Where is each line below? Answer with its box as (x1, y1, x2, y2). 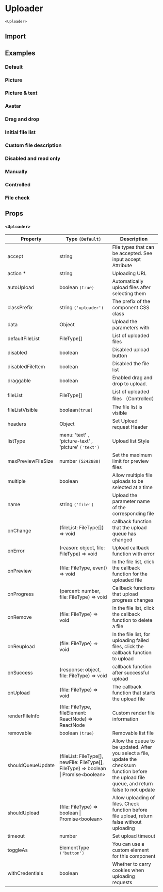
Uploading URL (112, 270, 147, 277)
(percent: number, (59, 587, 101, 594)
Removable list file (112, 730, 154, 736)
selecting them (112, 290, 147, 297)
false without (112, 818, 142, 825)
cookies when (112, 867, 144, 873)
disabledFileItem (7, 363, 45, 370)
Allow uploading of (112, 794, 155, 801)
